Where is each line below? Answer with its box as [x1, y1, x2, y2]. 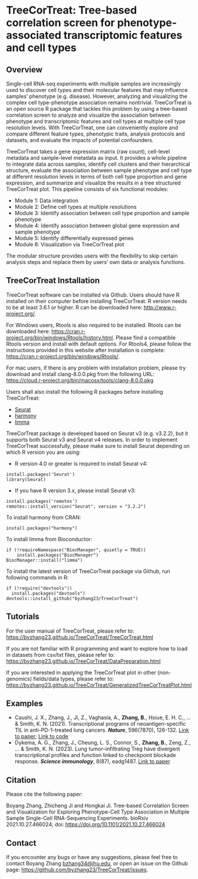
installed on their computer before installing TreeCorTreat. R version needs [6, 297, 187, 304]
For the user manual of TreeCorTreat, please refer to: [6, 627, 134, 634]
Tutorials [6, 611, 39, 622]
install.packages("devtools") [11, 590, 85, 596]
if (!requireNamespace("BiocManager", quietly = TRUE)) [6, 547, 146, 553]
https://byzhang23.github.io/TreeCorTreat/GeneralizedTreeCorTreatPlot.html [6, 682, 192, 689]
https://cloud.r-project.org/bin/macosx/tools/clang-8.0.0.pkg [6, 377, 154, 384]
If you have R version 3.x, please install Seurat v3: [14, 487, 136, 494]
